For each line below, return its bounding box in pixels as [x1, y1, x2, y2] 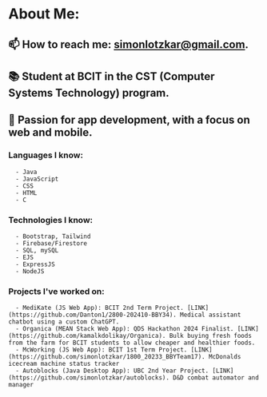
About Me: [8, 5, 80, 23]
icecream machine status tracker [8, 360, 120, 368]
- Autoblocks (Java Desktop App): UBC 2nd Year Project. [15, 367, 209, 375]
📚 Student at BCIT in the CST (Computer [8, 69, 215, 83]
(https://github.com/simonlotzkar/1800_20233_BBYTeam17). [8, 353, 205, 361]
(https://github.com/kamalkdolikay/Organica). [8, 332, 166, 340]
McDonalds [208, 353, 241, 361]
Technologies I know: [8, 214, 94, 225]
